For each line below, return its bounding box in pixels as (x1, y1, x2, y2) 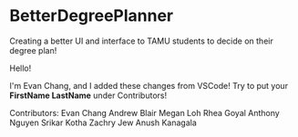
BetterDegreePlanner (9, 5, 174, 26)
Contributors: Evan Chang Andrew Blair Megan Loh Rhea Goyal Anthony (9, 107, 280, 118)
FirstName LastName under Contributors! (9, 90, 167, 101)
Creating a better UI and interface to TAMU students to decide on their (9, 35, 273, 46)
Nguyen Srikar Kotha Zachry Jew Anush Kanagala (9, 117, 198, 128)
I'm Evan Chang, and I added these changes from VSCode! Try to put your (9, 80, 289, 91)
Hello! (9, 63, 32, 73)
